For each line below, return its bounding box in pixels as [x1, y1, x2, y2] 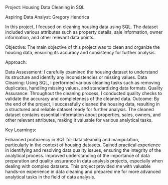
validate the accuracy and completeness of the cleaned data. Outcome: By [5, 96, 159, 102]
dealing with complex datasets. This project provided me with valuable [5, 163, 151, 169]
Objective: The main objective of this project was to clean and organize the [5, 44, 160, 50]
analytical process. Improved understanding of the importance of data [5, 153, 150, 158]
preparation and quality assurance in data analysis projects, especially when [5, 158, 163, 164]
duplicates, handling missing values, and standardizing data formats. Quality [5, 85, 163, 91]
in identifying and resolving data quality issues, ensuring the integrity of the [5, 147, 161, 153]
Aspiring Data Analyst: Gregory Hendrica [5, 14, 90, 20]
